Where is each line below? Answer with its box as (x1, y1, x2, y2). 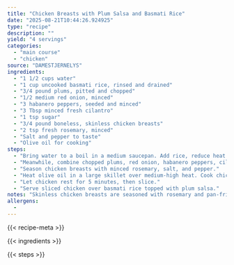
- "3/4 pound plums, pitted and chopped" (13, 88, 136, 95)
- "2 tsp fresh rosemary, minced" (13, 127, 114, 134)
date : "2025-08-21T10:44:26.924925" (7, 17, 114, 24)
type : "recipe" (7, 23, 52, 30)
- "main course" (13, 49, 61, 56)
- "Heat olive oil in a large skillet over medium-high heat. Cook (13, 172, 214, 179)
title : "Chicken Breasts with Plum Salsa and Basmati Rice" (7, 10, 186, 17)
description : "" (7, 29, 54, 37)
